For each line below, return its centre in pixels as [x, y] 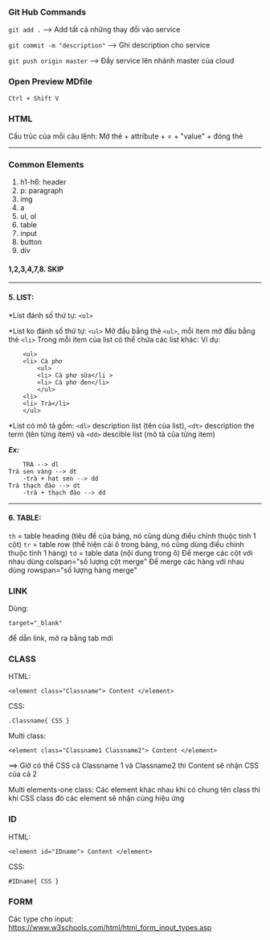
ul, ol [28, 217]
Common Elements [46, 164]
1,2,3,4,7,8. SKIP [36, 269]
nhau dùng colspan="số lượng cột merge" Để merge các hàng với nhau [127, 561]
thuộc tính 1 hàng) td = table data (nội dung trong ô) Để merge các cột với [131, 553]
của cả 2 [23, 774]
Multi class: [27, 736]
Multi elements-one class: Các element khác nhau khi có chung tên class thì [135, 790]
